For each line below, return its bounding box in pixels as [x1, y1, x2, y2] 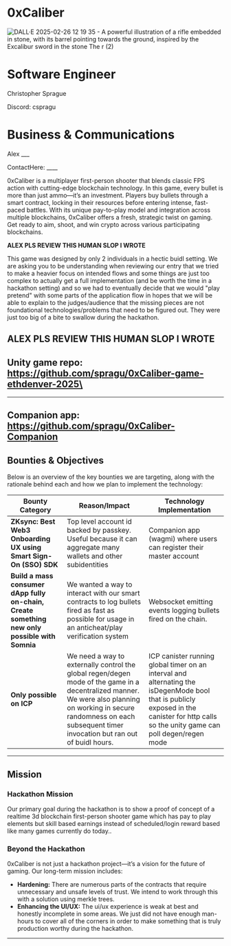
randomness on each [67, 712, 135, 722]
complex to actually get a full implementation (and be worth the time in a [7, 276, 212, 284]
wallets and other [67, 551, 123, 561]
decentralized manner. [67, 686, 140, 696]
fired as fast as [67, 606, 115, 615]
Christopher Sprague [7, 89, 67, 97]
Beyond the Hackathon [7, 844, 85, 854]
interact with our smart [67, 589, 140, 598]
